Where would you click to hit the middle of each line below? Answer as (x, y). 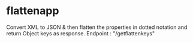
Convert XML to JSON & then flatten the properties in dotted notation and (97, 27)
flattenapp (33, 11)
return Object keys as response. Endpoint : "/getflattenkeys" (80, 33)
